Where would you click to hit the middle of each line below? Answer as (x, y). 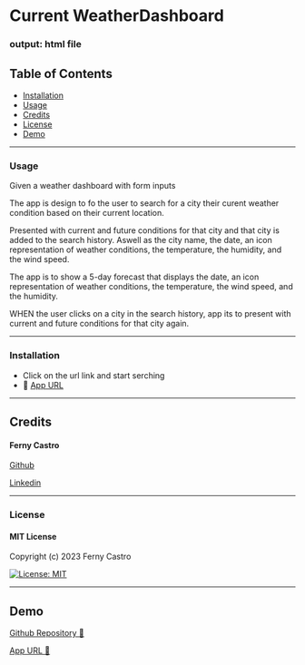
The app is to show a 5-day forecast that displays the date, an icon (134, 277)
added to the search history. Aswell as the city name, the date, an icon (141, 240)
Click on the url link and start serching (93, 375)
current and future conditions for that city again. (99, 324)
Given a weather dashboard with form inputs (93, 186)
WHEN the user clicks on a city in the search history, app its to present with (151, 314)
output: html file (45, 44)
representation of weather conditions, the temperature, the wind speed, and (151, 287)
